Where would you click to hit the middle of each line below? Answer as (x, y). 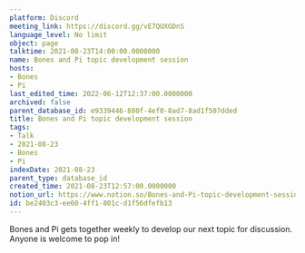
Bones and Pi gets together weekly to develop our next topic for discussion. (151, 229)
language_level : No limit (58, 34)
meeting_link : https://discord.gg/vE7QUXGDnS (97, 26)
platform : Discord (44, 18)
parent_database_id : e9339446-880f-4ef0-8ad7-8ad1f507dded (123, 111)
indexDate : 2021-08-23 (52, 170)
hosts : (22, 69)
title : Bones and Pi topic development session (101, 119)
